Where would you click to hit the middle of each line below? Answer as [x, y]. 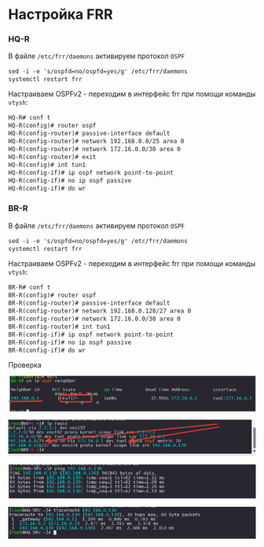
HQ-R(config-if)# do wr [47, 189]
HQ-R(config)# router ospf [52, 126]
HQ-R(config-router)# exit [52, 157]
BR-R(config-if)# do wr [47, 350]
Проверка [25, 364]
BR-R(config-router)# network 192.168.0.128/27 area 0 [100, 311]
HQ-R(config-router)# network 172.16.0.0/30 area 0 [94, 150]
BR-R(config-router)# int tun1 [59, 327]
